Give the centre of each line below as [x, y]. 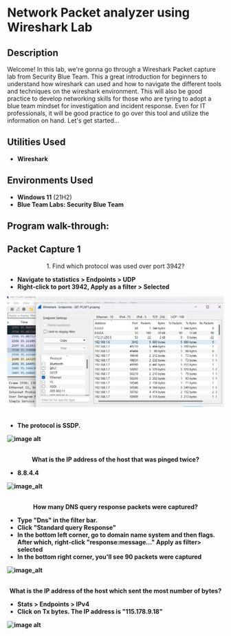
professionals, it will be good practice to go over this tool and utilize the [108, 113]
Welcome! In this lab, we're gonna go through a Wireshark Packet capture [112, 69]
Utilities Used [36, 142]
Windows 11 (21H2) [44, 197]
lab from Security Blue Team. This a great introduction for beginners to [107, 76]
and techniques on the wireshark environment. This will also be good [105, 91]
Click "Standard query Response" [67, 528]
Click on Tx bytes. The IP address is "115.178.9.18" [90, 612]
